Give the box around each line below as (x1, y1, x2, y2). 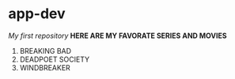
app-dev (8, 5, 66, 23)
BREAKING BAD (19, 46, 72, 55)
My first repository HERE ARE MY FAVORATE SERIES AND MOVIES (8, 31, 227, 40)
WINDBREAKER (19, 62, 71, 72)
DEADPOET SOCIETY (19, 55, 90, 64)
